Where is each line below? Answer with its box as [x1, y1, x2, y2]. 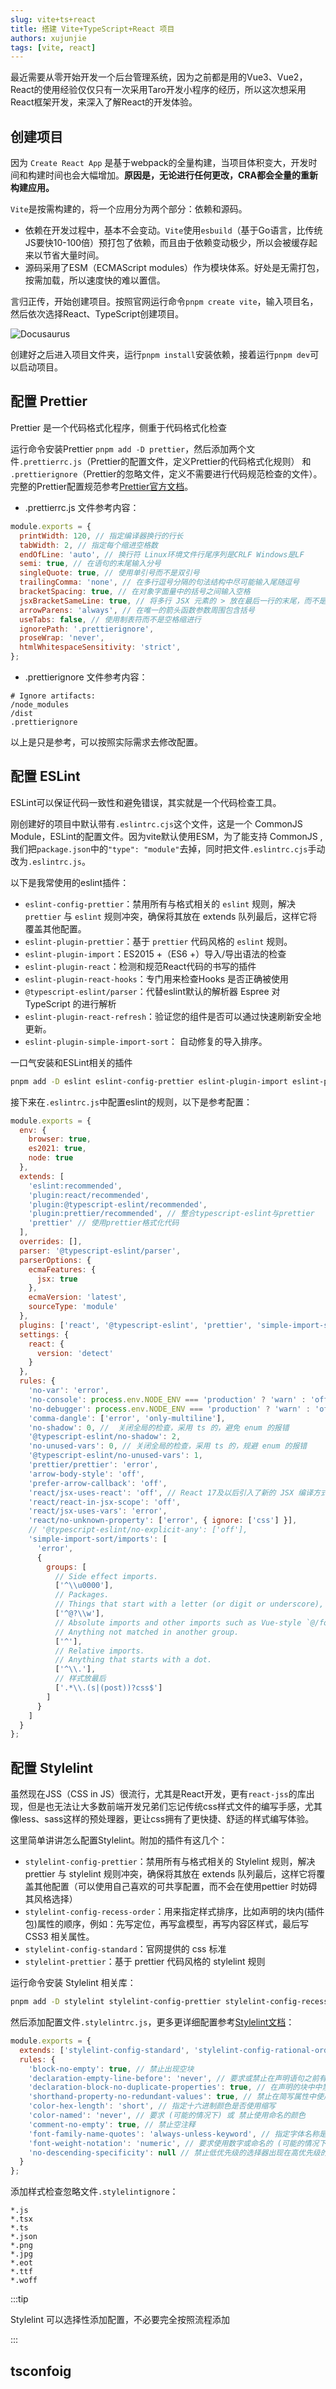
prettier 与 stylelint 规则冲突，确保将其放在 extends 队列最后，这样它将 [24, 1868, 317, 1880]
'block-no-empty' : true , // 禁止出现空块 [28, 2064, 195, 2074]
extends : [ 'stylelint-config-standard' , [19, 2045, 190, 2055]
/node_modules [10, 700, 70, 710]
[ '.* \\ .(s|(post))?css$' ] [54, 1683, 163, 1693]
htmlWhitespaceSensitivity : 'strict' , [19, 642, 182, 653]
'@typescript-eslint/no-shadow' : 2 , [28, 1432, 182, 1442]
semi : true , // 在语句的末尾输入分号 [19, 559, 162, 569]
